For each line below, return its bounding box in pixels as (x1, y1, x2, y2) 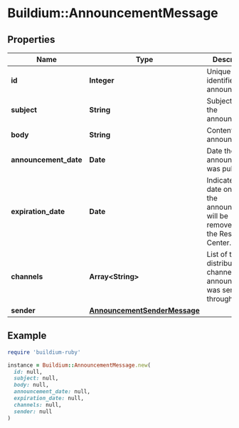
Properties (7, 34, 55, 46)
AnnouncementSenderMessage (89, 305, 201, 315)
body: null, (14, 382, 50, 389)
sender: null (14, 408, 53, 415)
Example (7, 330, 47, 342)
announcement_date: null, (14, 388, 91, 395)
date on (206, 184, 233, 194)
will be (206, 211, 229, 220)
